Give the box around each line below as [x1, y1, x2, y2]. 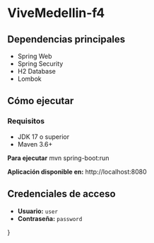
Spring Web [17, 52, 52, 60]
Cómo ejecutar [7, 95, 74, 107]
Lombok [17, 74, 42, 83]
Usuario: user [17, 207, 59, 215]
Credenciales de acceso [7, 188, 116, 200]
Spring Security [17, 60, 64, 68]
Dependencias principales [7, 33, 126, 45]
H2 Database [17, 67, 57, 75]
